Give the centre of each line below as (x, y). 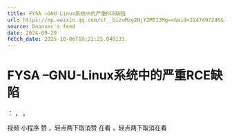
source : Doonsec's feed (41, 26)
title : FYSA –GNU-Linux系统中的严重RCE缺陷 (67, 13)
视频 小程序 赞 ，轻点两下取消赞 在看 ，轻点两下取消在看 (87, 128)
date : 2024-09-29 (32, 33)
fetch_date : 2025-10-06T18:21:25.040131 (66, 39)
